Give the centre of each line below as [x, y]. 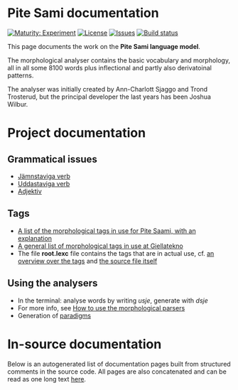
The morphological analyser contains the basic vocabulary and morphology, [119, 60]
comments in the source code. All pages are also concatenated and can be [117, 372]
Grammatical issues [53, 159]
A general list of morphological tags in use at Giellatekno [100, 246]
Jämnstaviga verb [44, 176]
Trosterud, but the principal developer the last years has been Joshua [109, 97]
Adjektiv [30, 191]
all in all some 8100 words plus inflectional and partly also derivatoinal [109, 67]
